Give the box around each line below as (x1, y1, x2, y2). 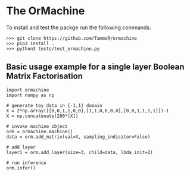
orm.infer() (6, 165, 36, 171)
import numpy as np (6, 92, 55, 98)
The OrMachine (6, 4, 85, 18)
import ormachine (6, 87, 49, 93)
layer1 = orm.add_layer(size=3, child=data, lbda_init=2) (6, 149, 153, 155)
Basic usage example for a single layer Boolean (6, 62, 185, 72)
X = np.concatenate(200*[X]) (6, 113, 79, 119)
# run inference (6, 159, 46, 166)
